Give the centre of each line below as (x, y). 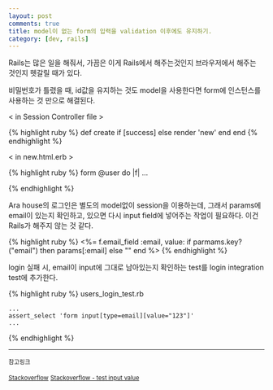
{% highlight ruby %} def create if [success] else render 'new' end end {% (133, 133)
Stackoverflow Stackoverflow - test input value (74, 378)
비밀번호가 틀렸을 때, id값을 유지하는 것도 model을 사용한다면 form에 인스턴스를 (135, 90)
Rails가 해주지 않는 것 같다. (51, 226)
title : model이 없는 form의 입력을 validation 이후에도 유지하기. (110, 31)
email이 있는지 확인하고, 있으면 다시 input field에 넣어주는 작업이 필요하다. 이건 (134, 216)
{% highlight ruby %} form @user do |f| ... (78, 173)
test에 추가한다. (33, 278)
